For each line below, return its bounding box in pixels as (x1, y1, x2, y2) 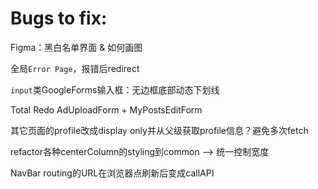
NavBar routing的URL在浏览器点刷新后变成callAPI (10, 167, 215, 179)
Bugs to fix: (10, 7, 108, 30)
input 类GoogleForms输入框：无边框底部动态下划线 (10, 83, 220, 96)
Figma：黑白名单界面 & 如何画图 (10, 41, 143, 53)
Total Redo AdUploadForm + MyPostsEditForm (10, 103, 203, 116)
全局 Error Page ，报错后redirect (10, 62, 140, 74)
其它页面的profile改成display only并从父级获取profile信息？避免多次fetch (10, 124, 309, 136)
